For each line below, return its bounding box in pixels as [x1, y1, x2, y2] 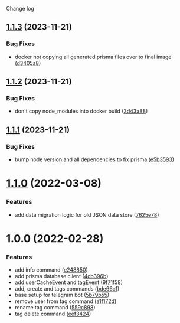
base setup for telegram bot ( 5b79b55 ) [14, 292, 110, 299]
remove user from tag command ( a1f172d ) [14, 298, 117, 305]
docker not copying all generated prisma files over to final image [14, 53, 172, 60]
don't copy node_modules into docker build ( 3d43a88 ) [14, 107, 148, 115]
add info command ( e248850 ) [14, 266, 89, 273]
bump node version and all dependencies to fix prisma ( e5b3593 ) [14, 156, 175, 163]
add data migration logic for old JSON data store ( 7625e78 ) [14, 211, 159, 218]
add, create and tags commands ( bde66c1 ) [14, 285, 120, 292]
